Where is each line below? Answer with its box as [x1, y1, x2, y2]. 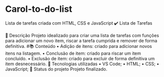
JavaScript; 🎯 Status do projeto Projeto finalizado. [5, 66, 108, 72]
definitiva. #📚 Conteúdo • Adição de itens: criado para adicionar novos [5, 43, 152, 49]
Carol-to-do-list [5, 3, 72, 15]
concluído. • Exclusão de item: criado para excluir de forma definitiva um [5, 55, 155, 61]
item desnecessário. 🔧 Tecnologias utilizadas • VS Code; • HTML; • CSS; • [5, 61, 160, 67]
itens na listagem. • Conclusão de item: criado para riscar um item [5, 50, 141, 56]
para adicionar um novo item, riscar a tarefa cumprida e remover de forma [5, 38, 158, 43]
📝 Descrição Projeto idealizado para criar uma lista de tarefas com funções [5, 32, 160, 38]
